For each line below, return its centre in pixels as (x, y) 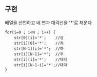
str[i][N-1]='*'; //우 (39, 54)
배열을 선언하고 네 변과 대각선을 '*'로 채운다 (48, 23)
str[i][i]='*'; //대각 (41, 60)
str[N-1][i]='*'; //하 (39, 49)
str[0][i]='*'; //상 (39, 37)
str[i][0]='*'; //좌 (39, 43)
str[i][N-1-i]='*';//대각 (41, 65)
